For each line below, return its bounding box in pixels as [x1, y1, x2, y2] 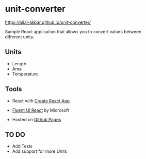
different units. [5, 34, 34, 40]
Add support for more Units [12, 148, 67, 154]
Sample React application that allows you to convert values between [5, 29, 142, 34]
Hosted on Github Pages [12, 116, 62, 122]
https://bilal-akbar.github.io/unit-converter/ [5, 19, 91, 25]
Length [12, 60, 27, 66]
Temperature [12, 71, 38, 77]
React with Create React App [12, 98, 70, 103]
